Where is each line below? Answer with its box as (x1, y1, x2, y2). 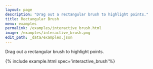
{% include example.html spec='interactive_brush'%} (5, 58, 115, 64)
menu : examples (5, 21, 37, 26)
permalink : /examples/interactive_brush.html (5, 26, 101, 31)
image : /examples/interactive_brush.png (5, 30, 91, 35)
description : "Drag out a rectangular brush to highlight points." (5, 12, 149, 17)
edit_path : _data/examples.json (5, 35, 72, 40)
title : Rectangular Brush (5, 16, 59, 21)
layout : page (5, 7, 32, 12)
